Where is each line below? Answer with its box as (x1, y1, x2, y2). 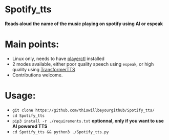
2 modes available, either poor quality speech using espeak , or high (12, 61, 154, 67)
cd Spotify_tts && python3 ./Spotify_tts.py (12, 129, 109, 134)
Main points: (5, 38, 59, 50)
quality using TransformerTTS (12, 66, 75, 72)
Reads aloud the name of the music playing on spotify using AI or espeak (5, 21, 163, 27)
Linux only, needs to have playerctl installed (12, 55, 104, 62)
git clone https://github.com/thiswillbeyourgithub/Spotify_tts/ (12, 108, 155, 113)
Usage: (5, 90, 36, 102)
